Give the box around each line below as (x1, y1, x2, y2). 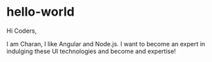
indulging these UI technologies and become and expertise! (6, 47, 177, 55)
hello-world (6, 4, 75, 20)
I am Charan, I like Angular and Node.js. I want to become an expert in (6, 40, 205, 48)
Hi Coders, (6, 27, 37, 35)
